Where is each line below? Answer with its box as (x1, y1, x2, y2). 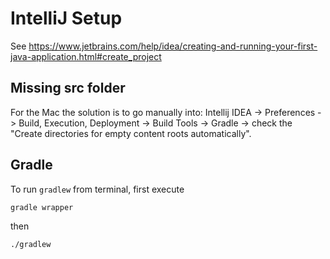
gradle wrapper (10, 202, 74, 212)
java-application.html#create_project (10, 50, 162, 62)
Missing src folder (10, 80, 126, 97)
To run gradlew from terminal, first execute (10, 183, 185, 195)
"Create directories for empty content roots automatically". (10, 127, 252, 139)
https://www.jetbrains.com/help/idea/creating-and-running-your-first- (28, 40, 318, 52)
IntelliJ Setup (10, 7, 123, 30)
